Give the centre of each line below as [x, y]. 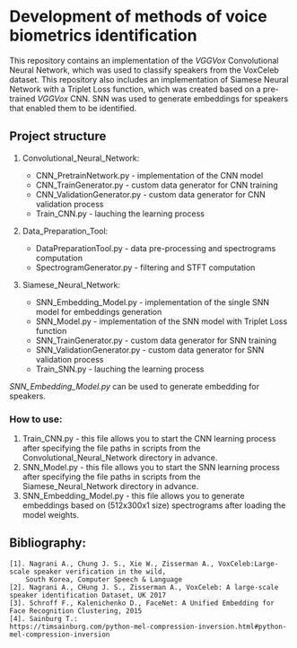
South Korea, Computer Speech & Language [104, 579]
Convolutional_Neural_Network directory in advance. [120, 458]
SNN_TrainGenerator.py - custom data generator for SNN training [156, 340]
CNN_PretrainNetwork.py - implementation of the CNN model [149, 175]
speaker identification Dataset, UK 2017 [88, 595]
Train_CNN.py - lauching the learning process [120, 214]
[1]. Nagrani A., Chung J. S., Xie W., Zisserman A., [112, 564]
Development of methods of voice [138, 17]
